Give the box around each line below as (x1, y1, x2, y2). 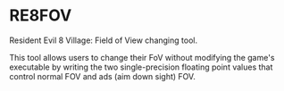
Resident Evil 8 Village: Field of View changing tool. (9, 35, 198, 45)
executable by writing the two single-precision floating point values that (9, 62, 273, 72)
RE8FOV (9, 5, 72, 26)
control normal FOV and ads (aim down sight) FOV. (9, 70, 196, 81)
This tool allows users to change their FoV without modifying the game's (9, 52, 275, 62)
